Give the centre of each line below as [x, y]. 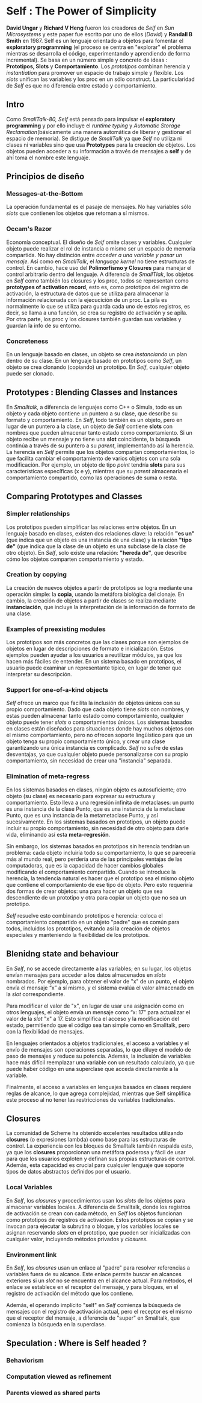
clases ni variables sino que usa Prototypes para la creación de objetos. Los [101, 145]
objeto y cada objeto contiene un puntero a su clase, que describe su [92, 413]
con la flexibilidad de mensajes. [45, 1031]
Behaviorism [25, 1361]
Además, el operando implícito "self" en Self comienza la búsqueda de [94, 1305]
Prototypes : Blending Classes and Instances [92, 393]
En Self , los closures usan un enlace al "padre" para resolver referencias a [98, 1267]
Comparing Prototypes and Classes [74, 497]
